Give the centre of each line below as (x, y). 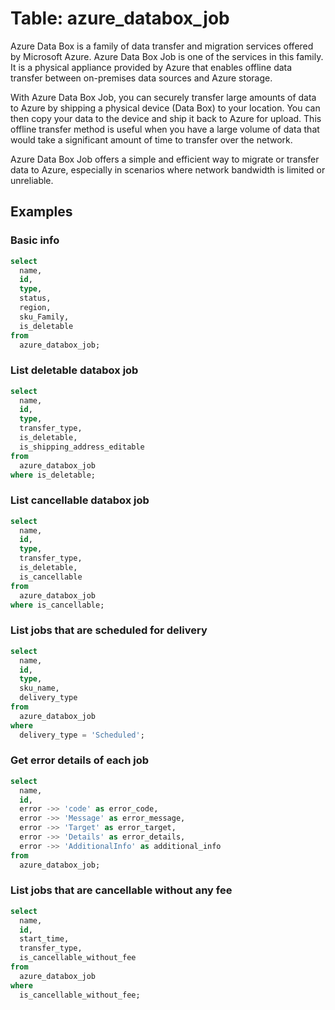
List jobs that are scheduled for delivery (109, 630)
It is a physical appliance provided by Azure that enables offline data (151, 67)
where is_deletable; (53, 475)
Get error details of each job (80, 760)
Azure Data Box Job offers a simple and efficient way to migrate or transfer (165, 159)
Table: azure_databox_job (120, 18)
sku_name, (39, 688)
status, (35, 298)
